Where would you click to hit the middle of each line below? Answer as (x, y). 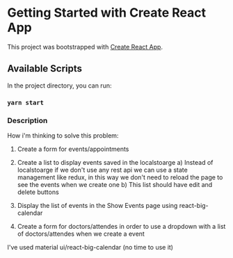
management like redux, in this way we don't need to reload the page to (120, 177)
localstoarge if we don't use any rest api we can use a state (102, 170)
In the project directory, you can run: (59, 86)
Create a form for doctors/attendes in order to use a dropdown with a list (121, 226)
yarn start (25, 103)
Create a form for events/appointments (73, 149)
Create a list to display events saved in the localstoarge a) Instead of (115, 162)
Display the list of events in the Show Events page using (97, 205)
